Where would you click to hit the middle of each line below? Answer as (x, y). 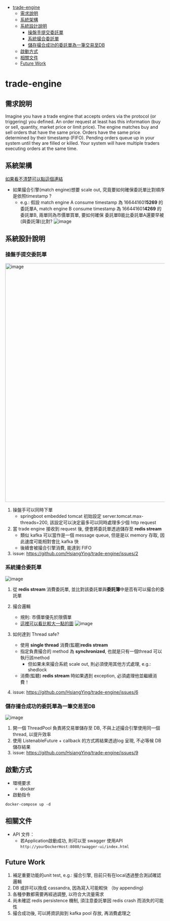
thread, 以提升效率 (32, 735)
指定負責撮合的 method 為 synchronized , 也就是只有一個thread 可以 (91, 651)
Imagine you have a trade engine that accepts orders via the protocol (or (81, 116)
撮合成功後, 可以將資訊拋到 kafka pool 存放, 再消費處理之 (72, 913)
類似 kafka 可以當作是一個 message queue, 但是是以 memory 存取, (90, 535)
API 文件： (24, 834)
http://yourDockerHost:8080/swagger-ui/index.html (75, 847)
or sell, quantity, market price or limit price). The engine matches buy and (82, 127)
